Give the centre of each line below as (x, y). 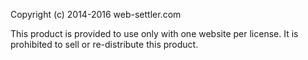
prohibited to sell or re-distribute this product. (104, 44)
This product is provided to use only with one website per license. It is (154, 33)
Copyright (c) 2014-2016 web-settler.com (96, 14)
